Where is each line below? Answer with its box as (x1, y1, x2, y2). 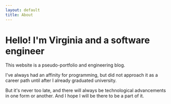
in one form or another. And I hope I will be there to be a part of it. (5, 93, 144, 99)
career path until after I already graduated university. (5, 77, 117, 84)
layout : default (5, 7, 40, 13)
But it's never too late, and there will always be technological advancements (5, 88, 166, 94)
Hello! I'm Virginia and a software (5, 34, 150, 46)
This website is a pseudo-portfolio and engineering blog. (5, 62, 125, 68)
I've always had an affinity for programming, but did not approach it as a (5, 72, 158, 78)
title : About (5, 12, 33, 17)
